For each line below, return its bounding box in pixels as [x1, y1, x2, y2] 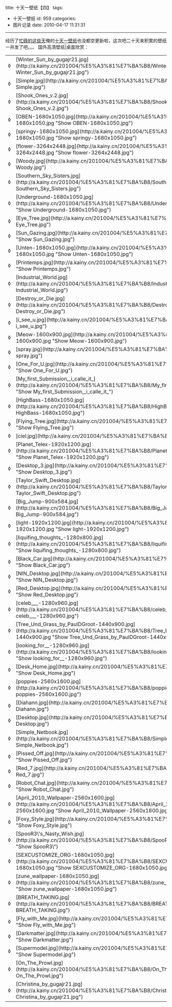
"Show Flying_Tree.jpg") [15, 424, 74, 431]
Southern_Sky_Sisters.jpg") [15, 185, 81, 192]
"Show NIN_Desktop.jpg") [15, 576, 78, 583]
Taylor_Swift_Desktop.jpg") [15, 490, 81, 497]
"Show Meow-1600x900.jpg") [52, 337, 127, 344]
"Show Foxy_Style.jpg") [15, 822, 73, 829]
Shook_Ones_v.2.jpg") [15, 105, 69, 112]
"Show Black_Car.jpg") [15, 562, 71, 569]
